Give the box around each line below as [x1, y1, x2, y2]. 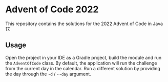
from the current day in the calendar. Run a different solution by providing [5, 65, 160, 71]
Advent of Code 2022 [5, 4, 99, 15]
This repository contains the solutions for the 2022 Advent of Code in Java [5, 20, 163, 27]
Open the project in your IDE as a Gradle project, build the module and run [5, 54, 162, 60]
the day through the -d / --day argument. [5, 71, 91, 77]
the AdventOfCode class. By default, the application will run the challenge [5, 60, 157, 66]
